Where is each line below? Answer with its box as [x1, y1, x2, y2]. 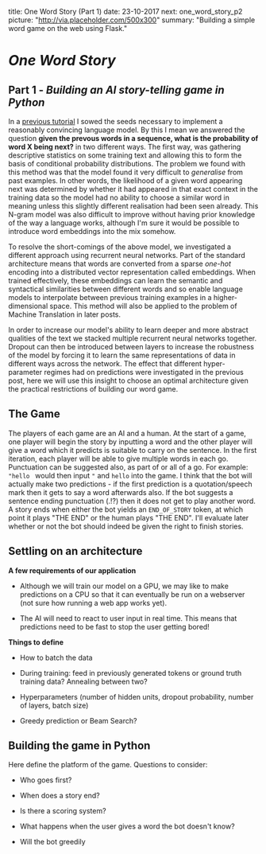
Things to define [8, 637, 64, 647]
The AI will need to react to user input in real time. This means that [19, 613, 237, 623]
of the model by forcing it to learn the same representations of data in [8, 350, 236, 360]
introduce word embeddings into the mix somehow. [8, 227, 176, 236]
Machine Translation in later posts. [8, 310, 121, 319]
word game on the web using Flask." [8, 24, 128, 33]
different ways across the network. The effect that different [8, 359, 202, 369]
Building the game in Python [8, 739, 151, 753]
